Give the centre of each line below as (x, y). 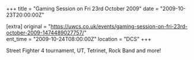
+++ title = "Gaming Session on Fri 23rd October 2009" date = (82, 9)
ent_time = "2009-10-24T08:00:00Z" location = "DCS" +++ (79, 39)
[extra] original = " (28, 26)
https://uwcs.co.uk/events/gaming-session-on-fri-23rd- (119, 26)
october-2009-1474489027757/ (45, 33)
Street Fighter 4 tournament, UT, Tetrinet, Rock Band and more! (84, 50)
